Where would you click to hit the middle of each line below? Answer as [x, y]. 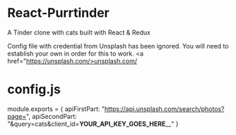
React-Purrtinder [58, 13]
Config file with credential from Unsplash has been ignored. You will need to [118, 46]
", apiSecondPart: [52, 116]
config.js [34, 90]
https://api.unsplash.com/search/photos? [165, 109]
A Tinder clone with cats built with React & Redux [79, 32]
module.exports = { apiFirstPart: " [56, 109]
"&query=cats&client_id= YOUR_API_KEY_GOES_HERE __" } [93, 124]
